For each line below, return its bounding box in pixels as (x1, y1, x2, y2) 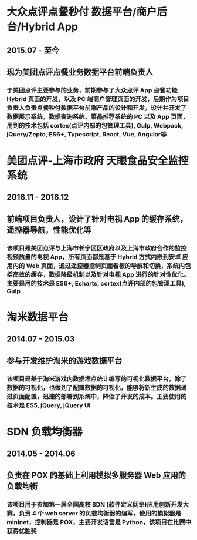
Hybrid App (21, 20, 79, 33)
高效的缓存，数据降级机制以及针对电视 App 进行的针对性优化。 (12, 270, 190, 279)
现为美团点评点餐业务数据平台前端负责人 (6, 67, 153, 77)
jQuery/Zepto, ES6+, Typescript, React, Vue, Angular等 (6, 130, 167, 138)
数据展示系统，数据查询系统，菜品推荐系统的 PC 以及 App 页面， (6, 112, 189, 120)
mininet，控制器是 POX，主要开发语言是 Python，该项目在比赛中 (6, 518, 191, 526)
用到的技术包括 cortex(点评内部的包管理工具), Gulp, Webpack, (6, 121, 184, 129)
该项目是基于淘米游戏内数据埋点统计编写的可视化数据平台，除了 (6, 374, 187, 383)
